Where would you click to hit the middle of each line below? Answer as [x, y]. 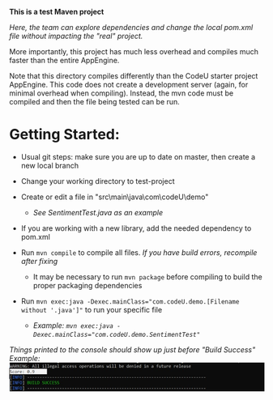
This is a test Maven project [57, 12]
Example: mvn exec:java [73, 325]
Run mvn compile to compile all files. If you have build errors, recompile [139, 252]
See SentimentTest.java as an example [98, 212]
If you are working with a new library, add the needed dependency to [136, 228]
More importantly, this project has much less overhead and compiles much [134, 51]
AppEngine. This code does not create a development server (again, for [129, 85]
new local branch [50, 165]
